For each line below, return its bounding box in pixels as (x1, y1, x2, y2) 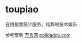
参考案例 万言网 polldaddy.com (5, 32, 71, 38)
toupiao (5, 4, 39, 15)
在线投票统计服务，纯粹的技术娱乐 (5, 21, 77, 27)
